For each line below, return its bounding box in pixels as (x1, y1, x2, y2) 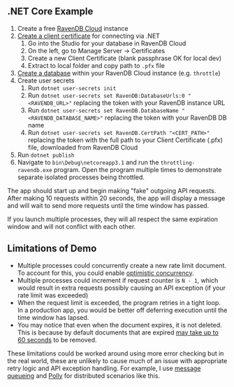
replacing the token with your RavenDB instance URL (73, 98, 226, 107)
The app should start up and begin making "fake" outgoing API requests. (7, 186, 217, 195)
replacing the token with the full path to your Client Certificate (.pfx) (27, 136, 224, 144)
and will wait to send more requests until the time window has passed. (7, 201, 210, 209)
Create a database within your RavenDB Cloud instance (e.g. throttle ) (17, 69, 221, 77)
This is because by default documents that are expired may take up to (17, 328, 219, 337)
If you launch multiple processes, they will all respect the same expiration (7, 215, 219, 223)
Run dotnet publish (17, 150, 75, 159)
